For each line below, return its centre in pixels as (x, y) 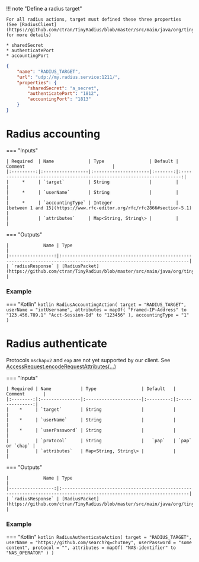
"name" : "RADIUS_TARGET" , (49, 71)
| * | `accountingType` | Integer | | (92, 203)
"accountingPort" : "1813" (60, 99)
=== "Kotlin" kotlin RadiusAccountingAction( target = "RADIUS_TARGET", (96, 304)
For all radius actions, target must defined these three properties (94, 20)
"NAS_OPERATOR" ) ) (30, 553)
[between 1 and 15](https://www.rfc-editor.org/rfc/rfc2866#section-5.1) (99, 208)
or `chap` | (21, 446)
